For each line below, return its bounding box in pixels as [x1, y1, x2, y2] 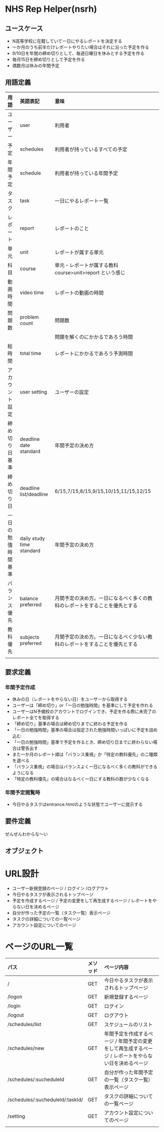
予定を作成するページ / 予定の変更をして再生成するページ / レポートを [12, 898, 153, 903]
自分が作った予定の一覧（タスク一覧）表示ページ [12, 910, 111, 916]
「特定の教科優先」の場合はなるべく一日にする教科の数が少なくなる [12, 776, 149, 782]
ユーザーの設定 [54, 388, 89, 395]
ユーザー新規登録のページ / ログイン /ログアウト [12, 885, 109, 891]
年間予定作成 [5, 684, 36, 691]
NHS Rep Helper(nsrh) [5, 3, 98, 15]
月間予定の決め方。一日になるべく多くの [54, 594, 148, 601]
